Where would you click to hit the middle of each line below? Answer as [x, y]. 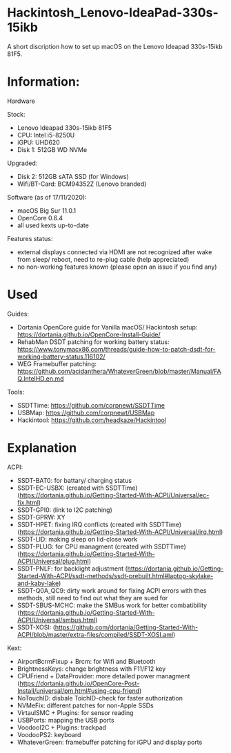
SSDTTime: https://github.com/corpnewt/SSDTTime [91, 405]
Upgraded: [22, 163]
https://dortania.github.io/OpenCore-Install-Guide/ [89, 334]
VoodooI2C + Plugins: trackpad [62, 727]
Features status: [30, 238]
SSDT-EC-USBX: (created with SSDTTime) [77, 488]
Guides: [18, 314]
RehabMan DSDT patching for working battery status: [93, 342]
